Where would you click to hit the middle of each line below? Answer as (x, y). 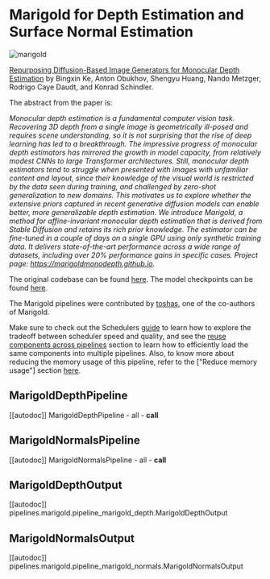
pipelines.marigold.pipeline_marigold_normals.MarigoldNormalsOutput (127, 566)
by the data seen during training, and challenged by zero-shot (113, 186)
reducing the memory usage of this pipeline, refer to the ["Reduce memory (133, 362)
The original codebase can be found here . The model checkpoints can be (131, 279)
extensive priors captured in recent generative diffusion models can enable (135, 204)
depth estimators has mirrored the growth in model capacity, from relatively (135, 152)
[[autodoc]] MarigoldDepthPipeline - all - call (84, 415)
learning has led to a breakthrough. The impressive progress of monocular (133, 143)
